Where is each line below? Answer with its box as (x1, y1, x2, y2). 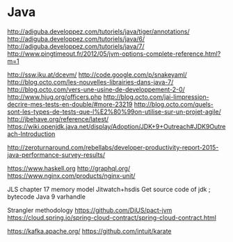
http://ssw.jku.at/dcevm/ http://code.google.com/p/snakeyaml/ (7, 70, 188, 79)
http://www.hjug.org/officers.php (7, 92, 102, 101)
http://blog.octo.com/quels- (134, 100, 214, 108)
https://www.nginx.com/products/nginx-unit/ (7, 172, 136, 180)
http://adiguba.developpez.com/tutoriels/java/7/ (7, 42, 145, 50)
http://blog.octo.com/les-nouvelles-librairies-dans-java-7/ (7, 77, 174, 86)
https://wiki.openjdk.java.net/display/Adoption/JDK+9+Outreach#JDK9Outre (7, 122, 226, 130)
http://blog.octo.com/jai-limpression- (103, 92, 210, 101)
